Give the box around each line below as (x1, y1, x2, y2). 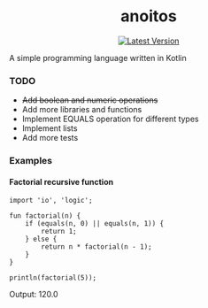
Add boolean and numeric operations (21, 95, 158, 105)
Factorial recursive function (9, 176, 113, 187)
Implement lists (21, 123, 78, 134)
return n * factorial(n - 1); (41, 243, 152, 251)
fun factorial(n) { (9, 212, 81, 220)
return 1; (41, 227, 77, 236)
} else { (25, 235, 58, 244)
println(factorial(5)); (9, 273, 97, 282)
